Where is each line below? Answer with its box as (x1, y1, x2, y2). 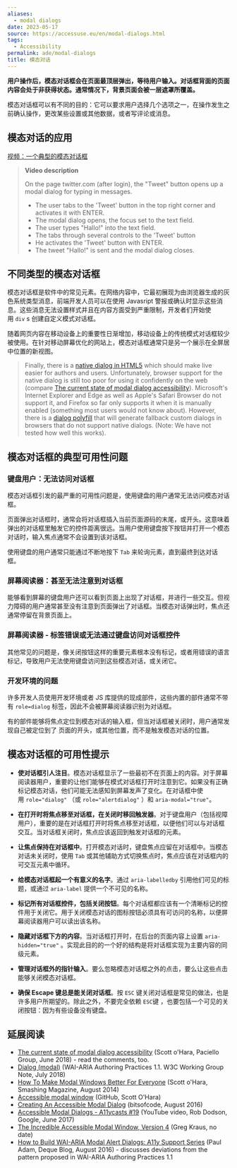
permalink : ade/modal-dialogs (7, 50, 97, 57)
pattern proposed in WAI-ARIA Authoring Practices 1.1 (17, 1152, 173, 1161)
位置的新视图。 (13, 347, 57, 356)
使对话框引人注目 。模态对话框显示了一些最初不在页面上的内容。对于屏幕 (17, 769, 228, 777)
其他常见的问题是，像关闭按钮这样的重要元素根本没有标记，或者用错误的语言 (7, 647, 230, 656)
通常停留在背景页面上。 (7, 611, 75, 620)
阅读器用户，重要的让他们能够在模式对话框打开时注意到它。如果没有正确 (17, 777, 228, 785)
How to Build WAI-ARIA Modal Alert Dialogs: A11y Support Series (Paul (17, 1138, 222, 1146)
